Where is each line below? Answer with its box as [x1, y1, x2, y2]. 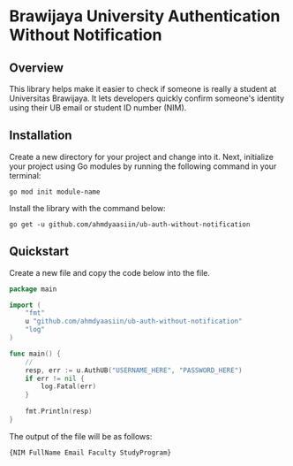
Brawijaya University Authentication [9, 6, 281, 27]
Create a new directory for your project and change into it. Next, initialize [9, 151, 274, 162]
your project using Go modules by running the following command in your [9, 161, 277, 172]
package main [9, 285, 57, 294]
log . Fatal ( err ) [41, 382, 97, 391]
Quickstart [9, 244, 70, 259]
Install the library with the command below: [9, 202, 166, 213]
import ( [9, 301, 41, 309]
